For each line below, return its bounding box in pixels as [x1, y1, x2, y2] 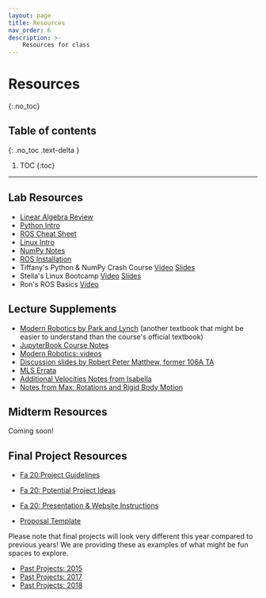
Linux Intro [19, 237, 55, 246]
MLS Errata [19, 365, 57, 375]
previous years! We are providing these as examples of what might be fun [8, 540, 249, 550]
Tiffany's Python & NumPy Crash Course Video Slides [19, 262, 196, 272]
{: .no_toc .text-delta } [8, 145, 80, 154]
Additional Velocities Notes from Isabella [19, 374, 152, 383]
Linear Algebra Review [19, 211, 93, 222]
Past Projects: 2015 [19, 564, 83, 573]
